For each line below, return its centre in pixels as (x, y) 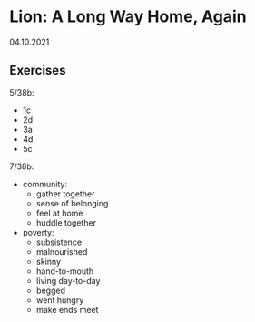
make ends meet (67, 309)
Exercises (38, 70)
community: (45, 184)
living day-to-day (68, 280)
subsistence (59, 242)
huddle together (66, 222)
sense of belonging (72, 203)
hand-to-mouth (65, 271)
